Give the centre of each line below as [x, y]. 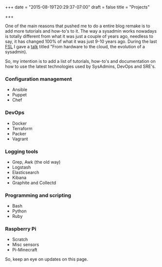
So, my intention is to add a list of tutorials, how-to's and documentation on [80, 61]
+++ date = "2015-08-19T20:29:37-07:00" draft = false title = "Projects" [77, 7]
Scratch [20, 239]
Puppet [19, 95]
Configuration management [38, 79]
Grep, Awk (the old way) [36, 162]
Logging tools [22, 152]
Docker [19, 123]
